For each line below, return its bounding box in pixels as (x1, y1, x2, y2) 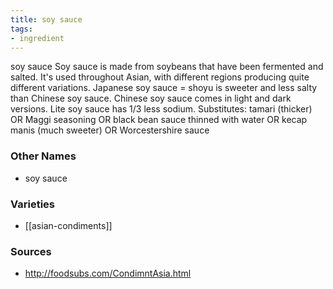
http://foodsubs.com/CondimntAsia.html (24, 267, 192, 280)
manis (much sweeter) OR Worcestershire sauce (10, 124, 210, 136)
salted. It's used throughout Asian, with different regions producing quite (10, 71, 310, 83)
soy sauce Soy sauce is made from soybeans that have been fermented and (10, 61, 324, 73)
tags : (10, 24, 33, 34)
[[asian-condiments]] (24, 219, 113, 231)
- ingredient (10, 33, 65, 43)
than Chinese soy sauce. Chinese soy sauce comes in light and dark (10, 92, 292, 105)
